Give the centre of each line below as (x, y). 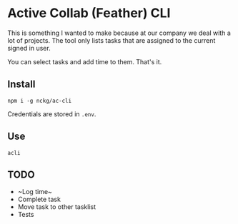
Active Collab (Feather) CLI (89, 13)
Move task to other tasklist (57, 207)
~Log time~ (35, 192)
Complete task (39, 199)
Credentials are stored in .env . (52, 114)
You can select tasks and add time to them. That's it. (85, 61)
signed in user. (29, 48)
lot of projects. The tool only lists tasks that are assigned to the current (111, 40)
